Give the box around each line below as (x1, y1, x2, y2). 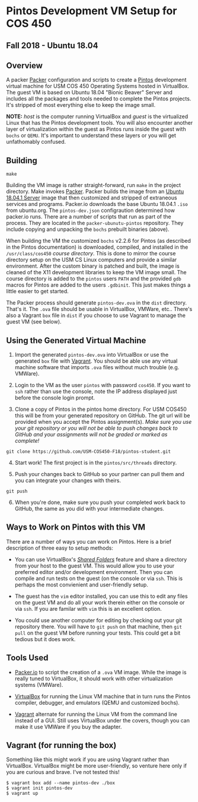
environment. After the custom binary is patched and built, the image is (6, 262, 180, 270)
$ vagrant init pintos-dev (6, 785, 73, 791)
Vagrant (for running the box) (6, 740, 117, 750)
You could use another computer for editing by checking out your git (14, 616, 183, 624)
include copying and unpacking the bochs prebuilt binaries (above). (6, 226, 170, 233)
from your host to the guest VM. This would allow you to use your (14, 562, 175, 569)
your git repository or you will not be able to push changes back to (14, 424, 178, 432)
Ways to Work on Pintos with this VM (6, 522, 145, 532)
